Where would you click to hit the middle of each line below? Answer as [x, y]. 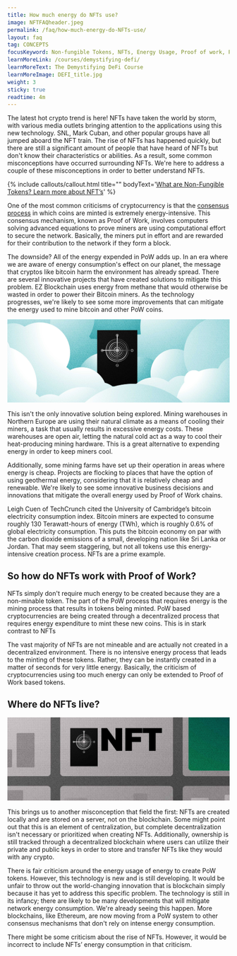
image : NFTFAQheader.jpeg [45, 22]
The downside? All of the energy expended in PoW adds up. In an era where [118, 257]
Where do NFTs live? [54, 704]
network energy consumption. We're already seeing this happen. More [110, 908]
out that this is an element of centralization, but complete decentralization [114, 827]
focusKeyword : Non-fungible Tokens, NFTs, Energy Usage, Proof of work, [116, 52]
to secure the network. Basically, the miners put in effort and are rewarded [115, 236]
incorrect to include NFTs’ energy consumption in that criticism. [100, 944]
